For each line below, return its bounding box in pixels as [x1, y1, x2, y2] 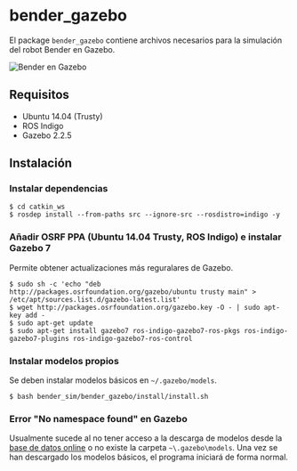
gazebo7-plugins [9, 334, 69, 343]
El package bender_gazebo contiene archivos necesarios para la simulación [9, 35, 283, 45]
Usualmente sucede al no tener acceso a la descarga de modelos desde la [9, 433, 283, 443]
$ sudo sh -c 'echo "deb [9, 280, 101, 288]
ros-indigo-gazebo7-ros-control [72, 334, 193, 343]
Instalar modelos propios [9, 354, 120, 367]
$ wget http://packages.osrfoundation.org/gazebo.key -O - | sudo [9, 303, 261, 312]
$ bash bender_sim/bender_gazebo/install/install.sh [9, 393, 209, 402]
